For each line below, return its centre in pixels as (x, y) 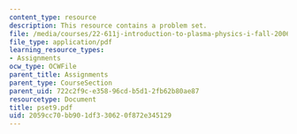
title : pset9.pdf (41, 108)
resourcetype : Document (53, 99)
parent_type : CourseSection (61, 83)
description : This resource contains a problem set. (108, 26)
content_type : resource (53, 17)
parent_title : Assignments (59, 75)
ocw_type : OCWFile (43, 67)
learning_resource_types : (57, 50)
